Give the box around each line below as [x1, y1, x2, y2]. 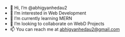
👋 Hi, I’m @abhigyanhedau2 [9, 5, 67, 10]
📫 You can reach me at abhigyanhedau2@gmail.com [9, 26, 120, 32]
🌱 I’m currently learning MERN [9, 15, 72, 21]
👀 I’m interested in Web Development [9, 10, 86, 16]
